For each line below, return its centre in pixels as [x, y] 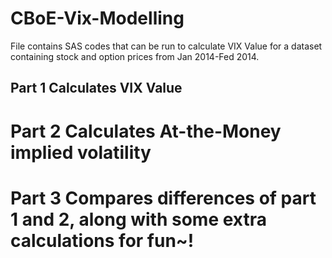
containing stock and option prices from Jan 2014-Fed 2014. [135, 56]
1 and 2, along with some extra [138, 219]
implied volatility [81, 152]
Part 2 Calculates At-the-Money [146, 131]
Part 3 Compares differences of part [163, 198]
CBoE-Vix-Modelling [97, 18]
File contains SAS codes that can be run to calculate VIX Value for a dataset [166, 46]
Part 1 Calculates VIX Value [96, 88]
